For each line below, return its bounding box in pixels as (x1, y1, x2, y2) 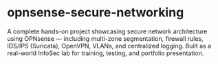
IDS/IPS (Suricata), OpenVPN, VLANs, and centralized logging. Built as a (7, 42, 212, 50)
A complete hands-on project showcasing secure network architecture (7, 27, 208, 35)
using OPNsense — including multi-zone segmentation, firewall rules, (7, 34, 204, 42)
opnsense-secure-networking (7, 5, 184, 20)
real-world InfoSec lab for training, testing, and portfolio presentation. (7, 49, 204, 57)
